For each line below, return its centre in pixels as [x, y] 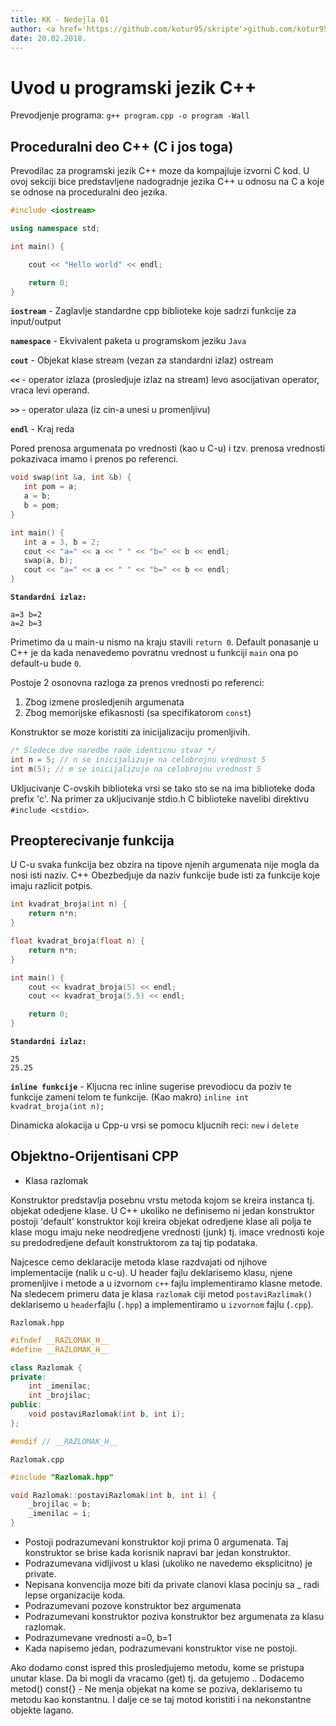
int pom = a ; [50, 487]
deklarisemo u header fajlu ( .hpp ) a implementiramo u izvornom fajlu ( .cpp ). [162, 1304]
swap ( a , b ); [48, 561]
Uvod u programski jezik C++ [133, 87]
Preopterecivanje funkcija [92, 841]
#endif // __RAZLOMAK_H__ [64, 1441]
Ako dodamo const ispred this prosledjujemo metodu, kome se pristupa [157, 1667]
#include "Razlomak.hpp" [62, 1477]
